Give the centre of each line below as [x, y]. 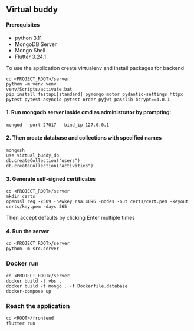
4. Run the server [28, 231]
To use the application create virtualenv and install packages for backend [95, 68]
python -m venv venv [32, 84]
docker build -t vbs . [34, 281]
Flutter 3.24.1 [30, 57]
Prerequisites [23, 24]
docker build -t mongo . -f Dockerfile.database [67, 286]
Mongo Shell [30, 50]
